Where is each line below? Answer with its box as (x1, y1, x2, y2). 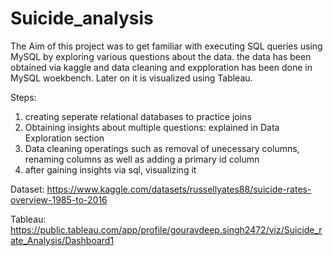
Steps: (10, 91, 37, 103)
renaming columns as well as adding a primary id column (24, 153, 260, 165)
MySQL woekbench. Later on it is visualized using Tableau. (10, 72, 253, 84)
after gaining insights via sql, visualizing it (24, 163, 197, 176)
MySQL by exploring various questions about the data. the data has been (10, 50, 312, 62)
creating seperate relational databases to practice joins (24, 110, 252, 122)
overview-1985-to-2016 (10, 193, 108, 206)
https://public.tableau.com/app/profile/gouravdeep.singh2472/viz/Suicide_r (10, 223, 323, 236)
